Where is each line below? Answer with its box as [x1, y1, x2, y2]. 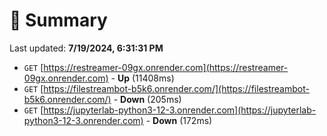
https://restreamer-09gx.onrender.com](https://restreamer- [43, 61, 289, 73]
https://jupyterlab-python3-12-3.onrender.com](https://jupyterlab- [43, 104, 317, 116]
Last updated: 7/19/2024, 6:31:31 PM [9, 42, 164, 54]
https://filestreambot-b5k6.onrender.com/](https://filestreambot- [43, 82, 310, 94]
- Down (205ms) [113, 93, 182, 105]
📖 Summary [9, 9, 108, 32]
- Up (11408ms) [110, 72, 175, 84]
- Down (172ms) [145, 114, 213, 126]
